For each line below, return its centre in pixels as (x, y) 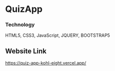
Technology (20, 25)
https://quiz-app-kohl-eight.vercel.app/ (46, 63)
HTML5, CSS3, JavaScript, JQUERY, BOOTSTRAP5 (57, 35)
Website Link (26, 51)
